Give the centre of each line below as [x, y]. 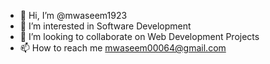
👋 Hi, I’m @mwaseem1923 [73, 15]
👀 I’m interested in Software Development [105, 26]
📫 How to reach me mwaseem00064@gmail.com [123, 48]
